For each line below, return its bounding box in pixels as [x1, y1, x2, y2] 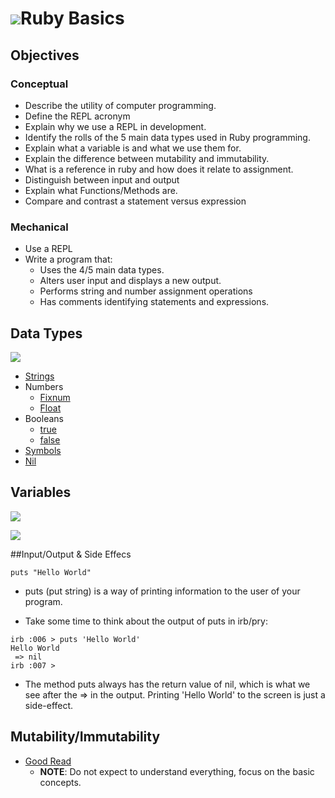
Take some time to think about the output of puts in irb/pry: [24, 615, 268, 627]
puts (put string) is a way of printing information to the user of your [24, 585, 301, 597]
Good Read [24, 755, 72, 767]
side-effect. [24, 699, 74, 711]
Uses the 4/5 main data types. [39, 264, 165, 276]
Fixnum [39, 391, 71, 403]
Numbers [24, 380, 64, 392]
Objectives [10, 47, 80, 64]
